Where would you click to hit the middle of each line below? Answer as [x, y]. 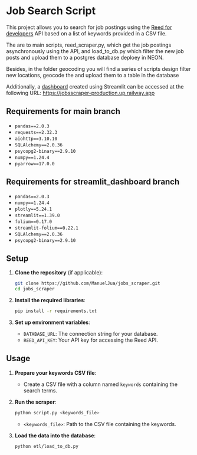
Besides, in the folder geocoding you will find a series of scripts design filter [98, 68]
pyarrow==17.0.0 [35, 163]
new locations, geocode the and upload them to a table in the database [93, 75]
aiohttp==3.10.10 [36, 139]
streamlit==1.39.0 [37, 215]
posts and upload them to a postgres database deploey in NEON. [85, 57]
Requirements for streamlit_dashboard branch [93, 182]
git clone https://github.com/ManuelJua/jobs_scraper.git [87, 284]
